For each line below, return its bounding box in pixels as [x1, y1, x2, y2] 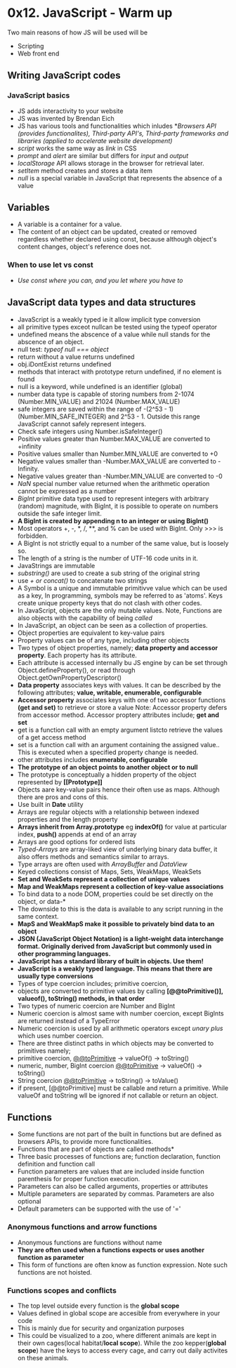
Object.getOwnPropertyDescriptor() [17, 673, 122, 682]
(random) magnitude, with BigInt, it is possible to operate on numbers [17, 501, 219, 510]
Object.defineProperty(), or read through [17, 666, 136, 674]
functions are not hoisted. [17, 1268, 93, 1276]
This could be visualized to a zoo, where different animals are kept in [17, 1331, 216, 1339]
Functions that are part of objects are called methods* [17, 1145, 174, 1153]
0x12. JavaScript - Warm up [7, 5, 173, 21]
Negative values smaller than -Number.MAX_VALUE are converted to [17, 456, 216, 465]
